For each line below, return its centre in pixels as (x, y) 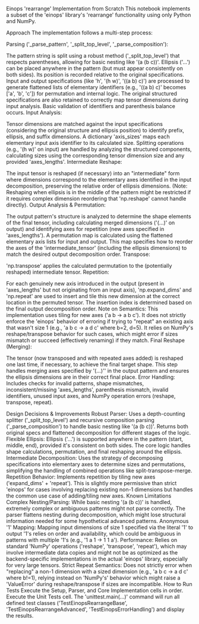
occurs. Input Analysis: (34, 113)
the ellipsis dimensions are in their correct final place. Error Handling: (91, 377)
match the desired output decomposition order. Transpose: (78, 254)
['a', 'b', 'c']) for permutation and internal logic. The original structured (91, 94)
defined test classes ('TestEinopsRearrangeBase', (67, 603)
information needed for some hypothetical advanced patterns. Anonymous (97, 521)
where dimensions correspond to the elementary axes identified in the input (99, 180)
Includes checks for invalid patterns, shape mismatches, (75, 383)
